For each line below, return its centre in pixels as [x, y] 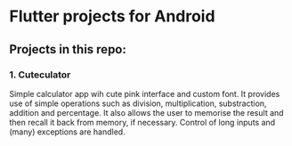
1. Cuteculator [40, 75]
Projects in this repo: [68, 49]
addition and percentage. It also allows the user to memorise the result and [146, 112]
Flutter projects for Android [112, 16]
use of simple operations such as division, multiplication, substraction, [138, 103]
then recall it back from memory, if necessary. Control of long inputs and [142, 122]
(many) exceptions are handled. [68, 132]
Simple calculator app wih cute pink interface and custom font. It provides [145, 93]
